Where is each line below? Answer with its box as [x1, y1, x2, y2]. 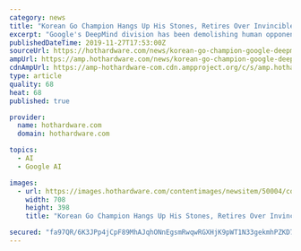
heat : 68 [9, 88, 42, 97]
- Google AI [17, 162, 63, 171]
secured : [9, 228, 42, 238]
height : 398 [25, 203, 70, 212]
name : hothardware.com [17, 121, 102, 130]
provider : [9, 113, 47, 122]
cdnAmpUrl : [9, 64, 50, 73]
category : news [9, 13, 66, 22]
